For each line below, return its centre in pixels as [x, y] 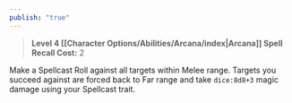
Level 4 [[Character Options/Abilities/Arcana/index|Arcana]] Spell [157, 43]
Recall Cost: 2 [58, 52]
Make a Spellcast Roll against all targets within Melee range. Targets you [143, 70]
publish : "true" [39, 17]
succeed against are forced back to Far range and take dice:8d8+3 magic [144, 79]
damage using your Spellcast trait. [73, 89]
